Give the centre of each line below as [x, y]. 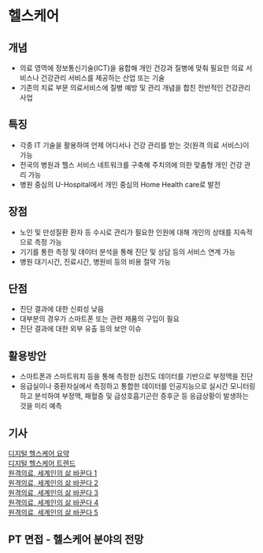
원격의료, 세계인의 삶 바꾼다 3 [53, 493]
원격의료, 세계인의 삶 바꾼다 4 [54, 503]
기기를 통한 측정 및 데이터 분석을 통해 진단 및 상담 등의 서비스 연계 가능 [128, 252]
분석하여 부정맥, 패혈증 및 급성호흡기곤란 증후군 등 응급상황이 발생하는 [142, 396]
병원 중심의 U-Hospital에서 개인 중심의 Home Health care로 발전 [120, 184]
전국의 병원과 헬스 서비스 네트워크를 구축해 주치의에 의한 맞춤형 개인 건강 [131, 164]
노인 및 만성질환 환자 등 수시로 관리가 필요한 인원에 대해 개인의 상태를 [126, 232]
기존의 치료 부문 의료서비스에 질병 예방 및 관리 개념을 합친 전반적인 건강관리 [135, 88]
